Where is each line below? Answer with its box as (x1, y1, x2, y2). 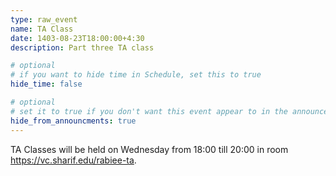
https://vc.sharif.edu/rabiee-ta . (10, 154, 137, 166)
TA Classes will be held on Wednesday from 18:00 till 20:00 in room (10, 143, 289, 155)
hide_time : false (10, 79, 83, 90)
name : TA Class (10, 24, 74, 34)
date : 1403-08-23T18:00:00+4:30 (10, 33, 145, 43)
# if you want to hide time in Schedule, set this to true (10, 70, 262, 80)
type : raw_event (10, 14, 78, 25)
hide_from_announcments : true (10, 116, 137, 126)
